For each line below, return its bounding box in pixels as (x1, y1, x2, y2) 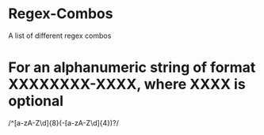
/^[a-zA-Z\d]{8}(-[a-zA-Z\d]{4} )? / (8, 118, 119, 127)
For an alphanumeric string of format (8, 58, 256, 77)
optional (8, 92, 64, 111)
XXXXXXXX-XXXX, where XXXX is (8, 76, 246, 93)
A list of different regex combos (8, 31, 112, 40)
